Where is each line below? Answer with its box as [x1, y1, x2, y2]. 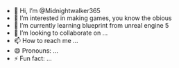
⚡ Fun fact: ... [13, 54, 52, 62]
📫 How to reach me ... [13, 37, 78, 44]
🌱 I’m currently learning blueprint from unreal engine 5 [13, 22, 169, 29]
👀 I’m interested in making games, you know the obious [13, 14, 172, 22]
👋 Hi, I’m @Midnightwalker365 [13, 7, 101, 15]
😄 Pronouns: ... [13, 46, 59, 55]
